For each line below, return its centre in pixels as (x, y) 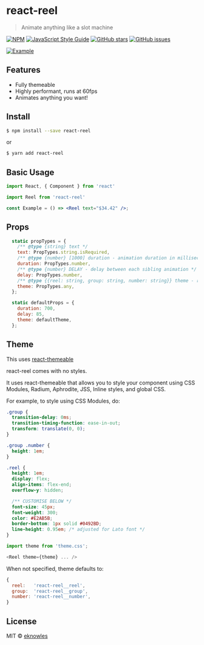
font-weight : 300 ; (35, 513)
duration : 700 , (36, 309)
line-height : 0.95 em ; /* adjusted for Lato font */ (79, 530)
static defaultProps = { (43, 303)
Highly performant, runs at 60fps (56, 91)
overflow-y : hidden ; (38, 490)
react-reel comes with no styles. (47, 370)
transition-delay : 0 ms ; (42, 418)
